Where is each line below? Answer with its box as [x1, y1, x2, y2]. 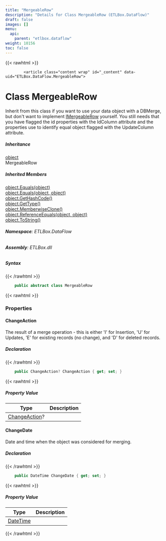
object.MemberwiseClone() [5, 206, 63, 212]
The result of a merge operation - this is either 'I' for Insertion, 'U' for [5, 329, 150, 335]
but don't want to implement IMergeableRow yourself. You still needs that [5, 113, 159, 119]
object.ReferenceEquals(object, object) [5, 211, 88, 217]
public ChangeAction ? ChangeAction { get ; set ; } [14, 369, 123, 374]
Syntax [5, 260, 21, 266]
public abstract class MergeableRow [14, 283, 93, 288]
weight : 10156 [5, 41, 36, 46]
